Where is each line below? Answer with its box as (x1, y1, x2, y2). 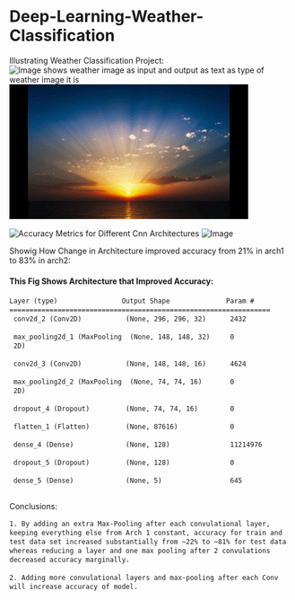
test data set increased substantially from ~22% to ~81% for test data (9, 537, 287, 547)
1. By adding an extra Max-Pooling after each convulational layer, (9, 519, 271, 529)
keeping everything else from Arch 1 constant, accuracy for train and (9, 528, 282, 538)
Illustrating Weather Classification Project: (9, 55, 164, 66)
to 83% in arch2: (9, 254, 72, 266)
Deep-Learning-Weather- (9, 6, 204, 27)
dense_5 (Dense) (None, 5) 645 (13, 476, 243, 486)
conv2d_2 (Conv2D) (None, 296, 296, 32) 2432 (13, 314, 247, 324)
